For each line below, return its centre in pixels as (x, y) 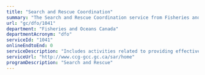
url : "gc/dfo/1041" (31, 23)
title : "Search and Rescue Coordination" (60, 12)
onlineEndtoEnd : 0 (30, 46)
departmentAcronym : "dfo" (39, 34)
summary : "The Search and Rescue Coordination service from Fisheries (98, 18)
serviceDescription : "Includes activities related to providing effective (103, 51)
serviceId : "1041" (30, 40)
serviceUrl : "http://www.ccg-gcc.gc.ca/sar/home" (71, 57)
